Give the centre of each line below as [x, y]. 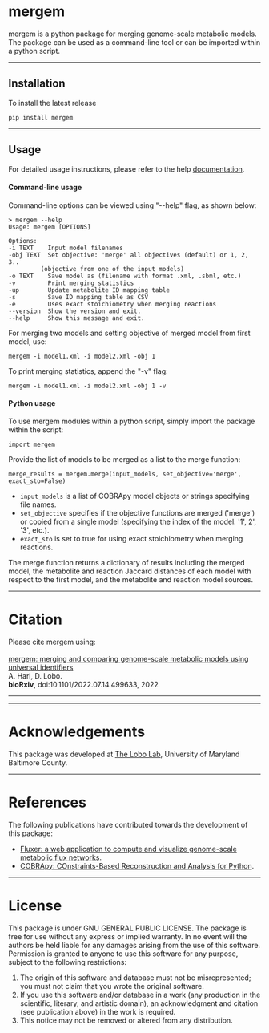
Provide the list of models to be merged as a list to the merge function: [124, 459]
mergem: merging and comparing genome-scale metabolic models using [128, 658]
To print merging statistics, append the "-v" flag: [88, 371]
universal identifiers [41, 667]
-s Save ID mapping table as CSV [78, 297]
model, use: [28, 341]
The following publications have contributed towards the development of [128, 824]
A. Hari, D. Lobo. [35, 675]
